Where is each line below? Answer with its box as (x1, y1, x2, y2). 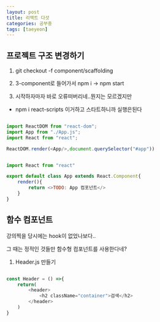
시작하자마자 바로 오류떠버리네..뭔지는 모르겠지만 (15, 93, 132, 100)
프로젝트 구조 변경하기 (6, 50, 85, 61)
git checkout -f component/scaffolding (15, 67, 113, 74)
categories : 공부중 (6, 20, 52, 26)
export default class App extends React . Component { (6, 173, 141, 180)
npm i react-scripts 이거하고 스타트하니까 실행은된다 (15, 105, 142, 113)
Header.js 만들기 (15, 258, 56, 266)
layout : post (6, 9, 40, 15)
